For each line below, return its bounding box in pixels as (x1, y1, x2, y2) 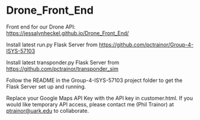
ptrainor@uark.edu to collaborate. (6, 107, 89, 114)
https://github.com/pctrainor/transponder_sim (6, 65, 119, 72)
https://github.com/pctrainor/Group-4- (99, 41, 194, 48)
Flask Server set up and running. (6, 83, 86, 90)
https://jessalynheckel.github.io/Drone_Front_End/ (6, 29, 129, 36)
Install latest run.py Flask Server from (6, 41, 98, 48)
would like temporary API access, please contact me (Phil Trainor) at (6, 100, 174, 108)
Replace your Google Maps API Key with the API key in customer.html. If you (6, 94, 193, 102)
